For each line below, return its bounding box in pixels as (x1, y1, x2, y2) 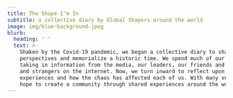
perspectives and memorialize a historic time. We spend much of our (19, 55, 225, 62)
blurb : (7, 29, 26, 37)
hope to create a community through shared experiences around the (19, 81, 218, 88)
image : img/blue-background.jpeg (7, 23, 104, 30)
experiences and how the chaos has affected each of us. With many (19, 74, 218, 81)
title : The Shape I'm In (7, 10, 79, 17)
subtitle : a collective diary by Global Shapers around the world (7, 17, 203, 23)
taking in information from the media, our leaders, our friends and (19, 61, 225, 68)
